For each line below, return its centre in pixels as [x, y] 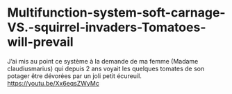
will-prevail [41, 42]
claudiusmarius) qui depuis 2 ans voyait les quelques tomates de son [106, 68]
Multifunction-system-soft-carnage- [116, 13]
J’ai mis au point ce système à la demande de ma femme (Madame [103, 61]
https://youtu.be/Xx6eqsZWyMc [53, 83]
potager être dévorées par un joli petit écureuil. [75, 76]
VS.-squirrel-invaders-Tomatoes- [107, 27]
